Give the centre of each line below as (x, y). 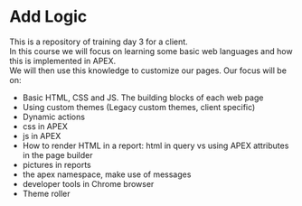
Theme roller (46, 193)
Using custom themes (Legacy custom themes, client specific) (139, 107)
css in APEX (45, 126)
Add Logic (48, 17)
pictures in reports (57, 164)
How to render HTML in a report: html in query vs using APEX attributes (156, 145)
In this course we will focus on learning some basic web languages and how (151, 51)
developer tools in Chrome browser (88, 183)
